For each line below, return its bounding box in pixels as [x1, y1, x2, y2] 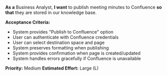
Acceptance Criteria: [5, 19, 51, 25]
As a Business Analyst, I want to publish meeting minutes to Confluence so [5, 4, 162, 10]
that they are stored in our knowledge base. [5, 9, 97, 15]
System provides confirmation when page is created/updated [12, 50, 141, 56]
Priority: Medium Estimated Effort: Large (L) [5, 65, 99, 71]
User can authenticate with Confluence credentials [12, 34, 119, 40]
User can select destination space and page [12, 39, 105, 45]
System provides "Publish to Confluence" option [12, 29, 114, 34]
